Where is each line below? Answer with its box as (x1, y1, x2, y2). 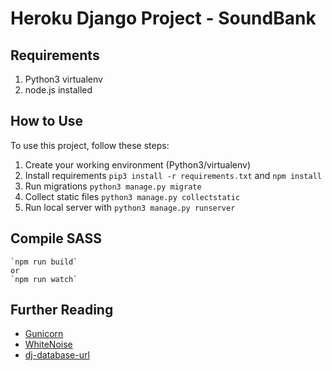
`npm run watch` (10, 274, 78, 284)
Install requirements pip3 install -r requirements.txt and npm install (24, 169, 322, 181)
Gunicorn (24, 328, 64, 340)
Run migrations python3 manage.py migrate (24, 180, 202, 192)
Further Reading (10, 302, 114, 319)
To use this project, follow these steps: (10, 139, 170, 151)
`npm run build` (10, 257, 78, 267)
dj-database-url (24, 349, 90, 361)
